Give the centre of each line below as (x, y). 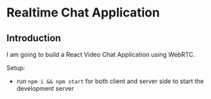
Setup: (16, 68)
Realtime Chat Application (83, 13)
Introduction (34, 38)
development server (45, 88)
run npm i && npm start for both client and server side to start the (110, 81)
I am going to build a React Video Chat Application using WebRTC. (101, 54)
